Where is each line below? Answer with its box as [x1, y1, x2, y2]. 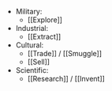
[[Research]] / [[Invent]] [27, 74, 105, 83]
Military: [15, 7, 43, 16]
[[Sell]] [27, 57, 50, 66]
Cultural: [15, 40, 44, 50]
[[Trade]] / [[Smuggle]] [27, 49, 103, 58]
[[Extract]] [27, 32, 62, 41]
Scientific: [15, 66, 49, 74]
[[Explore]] [27, 15, 63, 25]
